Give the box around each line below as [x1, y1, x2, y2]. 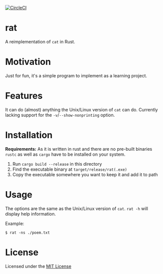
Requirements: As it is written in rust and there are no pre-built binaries [5, 146, 153, 152]
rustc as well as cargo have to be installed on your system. [5, 151, 126, 157]
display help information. [5, 211, 56, 217]
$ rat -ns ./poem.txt [5, 230, 50, 235]
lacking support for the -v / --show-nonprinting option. [5, 112, 115, 118]
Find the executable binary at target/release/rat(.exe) [12, 166, 127, 172]
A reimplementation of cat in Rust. [5, 38, 76, 44]
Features [5, 90, 43, 102]
